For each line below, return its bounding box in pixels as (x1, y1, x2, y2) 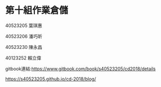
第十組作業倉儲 (5, 5, 68, 16)
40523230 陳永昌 (5, 44, 42, 50)
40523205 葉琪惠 (5, 22, 42, 28)
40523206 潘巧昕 (5, 33, 42, 39)
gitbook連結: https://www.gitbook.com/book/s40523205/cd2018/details (5, 66, 156, 72)
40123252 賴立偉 (5, 54, 42, 61)
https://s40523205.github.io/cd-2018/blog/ (5, 76, 96, 82)
